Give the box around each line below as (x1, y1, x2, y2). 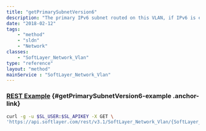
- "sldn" (17, 37, 40, 43)
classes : (6, 49, 29, 55)
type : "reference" (6, 60, 53, 66)
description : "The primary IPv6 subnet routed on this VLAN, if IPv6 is (6, 15, 196, 21)
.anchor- (172, 92, 199, 100)
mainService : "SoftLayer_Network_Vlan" (6, 72, 112, 78)
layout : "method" (6, 65, 51, 72)
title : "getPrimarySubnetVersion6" (6, 9, 97, 15)
